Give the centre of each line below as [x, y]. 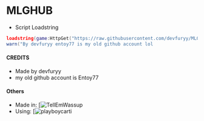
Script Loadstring [37, 27]
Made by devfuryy [38, 71]
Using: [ [25, 111]
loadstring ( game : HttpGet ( [39, 38]
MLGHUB [30, 11]
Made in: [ [28, 105]
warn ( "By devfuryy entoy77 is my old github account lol [80, 44]
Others [15, 91]
